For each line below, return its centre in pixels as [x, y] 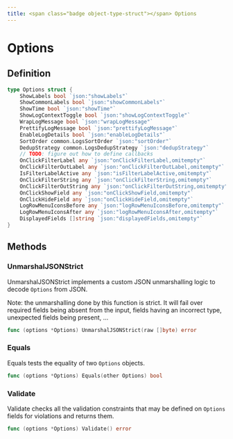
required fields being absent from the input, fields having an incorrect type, [114, 310]
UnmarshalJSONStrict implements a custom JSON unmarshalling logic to [111, 281]
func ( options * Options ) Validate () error [69, 429]
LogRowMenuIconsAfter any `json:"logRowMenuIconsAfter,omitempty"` [119, 213]
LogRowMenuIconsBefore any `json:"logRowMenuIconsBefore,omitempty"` [122, 206]
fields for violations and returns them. [61, 416]
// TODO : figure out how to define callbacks [87, 154]
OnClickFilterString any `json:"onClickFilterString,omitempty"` [116, 180]
